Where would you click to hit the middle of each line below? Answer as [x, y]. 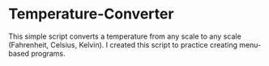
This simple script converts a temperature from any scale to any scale [125, 36]
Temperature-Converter [91, 14]
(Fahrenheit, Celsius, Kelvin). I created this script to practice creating [123, 44]
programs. [49, 53]
